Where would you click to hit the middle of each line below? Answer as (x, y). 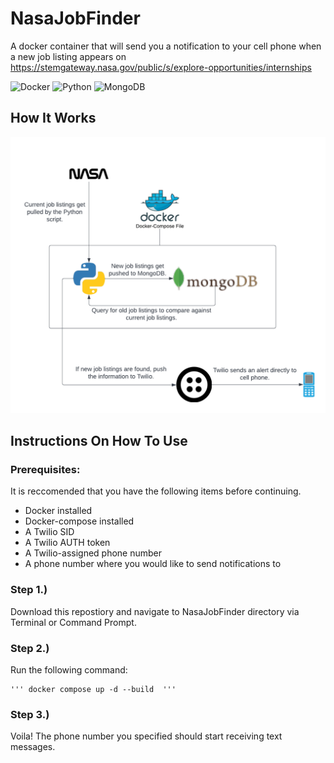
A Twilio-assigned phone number (93, 553)
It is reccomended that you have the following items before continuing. (156, 491)
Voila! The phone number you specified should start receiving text (146, 736)
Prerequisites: (45, 470)
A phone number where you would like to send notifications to (153, 564)
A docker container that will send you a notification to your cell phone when (166, 46)
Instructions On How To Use (99, 441)
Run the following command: (69, 670)
